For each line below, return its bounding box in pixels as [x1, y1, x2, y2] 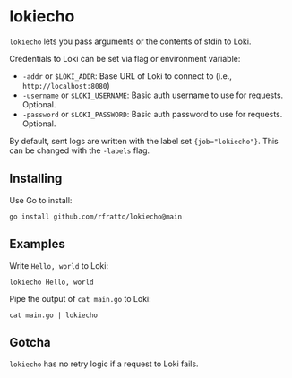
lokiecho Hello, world [9, 278, 94, 287]
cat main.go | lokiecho [9, 311, 99, 320]
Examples [9, 236, 65, 252]
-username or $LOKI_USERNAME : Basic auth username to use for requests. [21, 90, 284, 100]
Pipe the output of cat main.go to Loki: [9, 293, 151, 304]
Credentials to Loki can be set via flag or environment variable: [9, 53, 241, 64]
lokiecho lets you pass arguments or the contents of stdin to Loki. [9, 36, 252, 47]
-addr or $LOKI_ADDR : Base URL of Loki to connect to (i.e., [21, 70, 233, 82]
